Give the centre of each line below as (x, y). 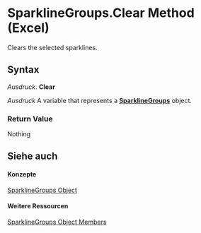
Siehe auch (33, 156)
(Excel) (28, 28)
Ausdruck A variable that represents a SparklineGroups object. (100, 100)
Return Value (30, 119)
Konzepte (22, 174)
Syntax (23, 70)
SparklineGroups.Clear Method (101, 13)
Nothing (19, 134)
